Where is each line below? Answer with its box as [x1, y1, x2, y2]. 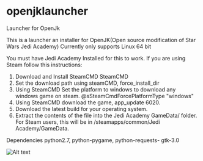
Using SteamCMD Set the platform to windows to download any [15, 85, 176, 93]
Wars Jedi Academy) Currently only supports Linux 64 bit [6, 43, 152, 50]
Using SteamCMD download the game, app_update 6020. [15, 99, 161, 106]
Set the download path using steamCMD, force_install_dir [15, 79, 160, 87]
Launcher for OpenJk [6, 24, 60, 32]
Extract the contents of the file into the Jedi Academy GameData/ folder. [15, 112, 197, 119]
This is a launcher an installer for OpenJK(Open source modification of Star [6, 36, 196, 43]
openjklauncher [6, 4, 89, 18]
